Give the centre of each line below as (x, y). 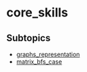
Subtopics (29, 38)
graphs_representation (48, 54)
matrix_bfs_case (39, 62)
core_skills (37, 13)
